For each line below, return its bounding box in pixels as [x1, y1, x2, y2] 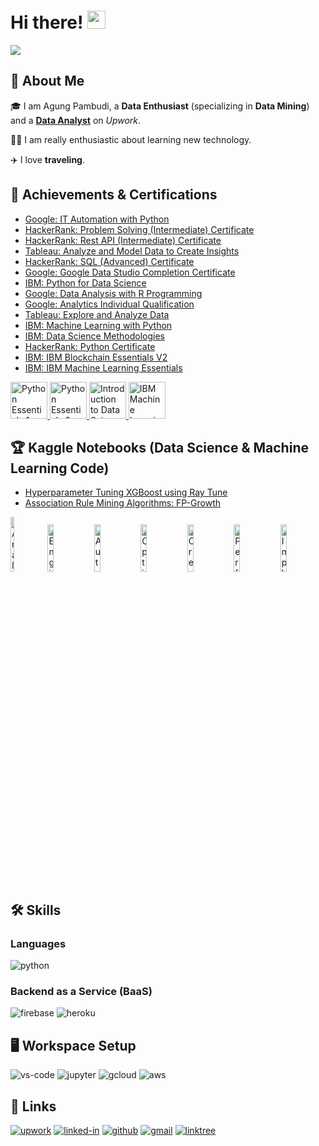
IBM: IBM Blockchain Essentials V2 [24, 351, 168, 363]
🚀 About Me [10, 73, 85, 90]
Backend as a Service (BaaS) [10, 984, 153, 998]
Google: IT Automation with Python [24, 213, 170, 225]
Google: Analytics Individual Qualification [24, 298, 195, 310]
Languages [10, 936, 67, 950]
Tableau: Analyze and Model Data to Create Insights [24, 245, 240, 257]
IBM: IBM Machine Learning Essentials [24, 361, 183, 374]
